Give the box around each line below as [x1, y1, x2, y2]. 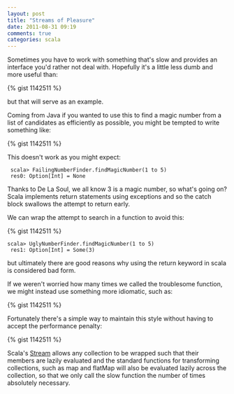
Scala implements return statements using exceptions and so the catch [7, 192, 212, 201]
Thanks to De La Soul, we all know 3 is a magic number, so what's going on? [7, 185, 228, 193]
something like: [7, 126, 51, 134]
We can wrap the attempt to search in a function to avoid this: [7, 213, 185, 222]
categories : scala [7, 36, 61, 43]
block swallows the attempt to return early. [7, 200, 131, 209]
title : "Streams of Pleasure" [7, 17, 96, 24]
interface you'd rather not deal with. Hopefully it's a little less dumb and [7, 63, 213, 71]
